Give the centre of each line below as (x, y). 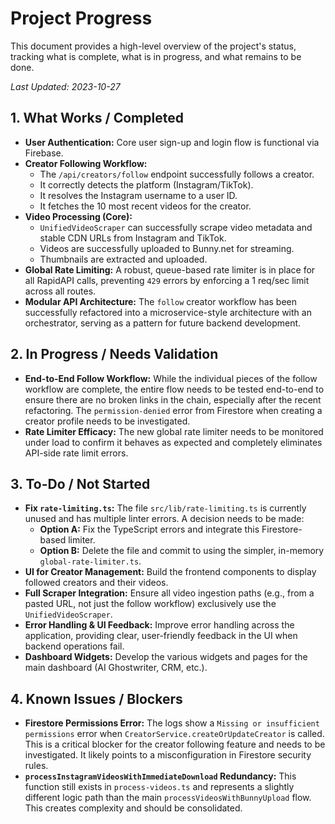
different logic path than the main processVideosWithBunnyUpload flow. (168, 798)
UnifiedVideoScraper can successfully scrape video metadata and (176, 227)
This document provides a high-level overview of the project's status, (153, 46)
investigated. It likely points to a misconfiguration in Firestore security (168, 755)
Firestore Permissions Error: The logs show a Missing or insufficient (172, 723)
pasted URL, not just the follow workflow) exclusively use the (150, 604)
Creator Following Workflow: (86, 163)
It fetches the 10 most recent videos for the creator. (145, 206)
